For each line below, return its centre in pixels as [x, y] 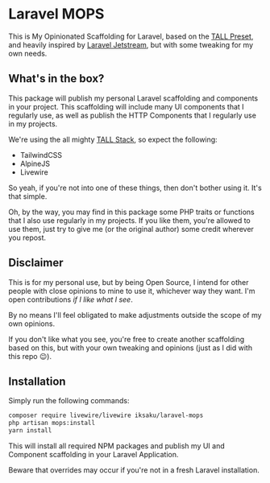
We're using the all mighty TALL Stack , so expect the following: [113, 139]
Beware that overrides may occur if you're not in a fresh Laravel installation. [134, 470]
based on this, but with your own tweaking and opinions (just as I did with [130, 348]
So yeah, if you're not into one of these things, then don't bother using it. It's [135, 188]
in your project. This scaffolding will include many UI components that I [126, 106]
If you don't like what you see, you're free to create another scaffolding [127, 339]
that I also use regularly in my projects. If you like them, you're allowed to [130, 220]
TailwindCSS [41, 155]
